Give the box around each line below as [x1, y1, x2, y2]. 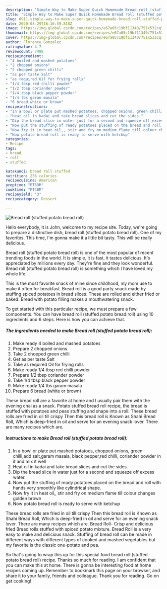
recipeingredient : [5, 53, 44, 59]
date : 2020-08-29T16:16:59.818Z [5, 21, 72, 26]
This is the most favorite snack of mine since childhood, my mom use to [5, 280, 153, 286]
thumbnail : [5, 30, 28, 35]
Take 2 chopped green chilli [12, 351, 70, 357]
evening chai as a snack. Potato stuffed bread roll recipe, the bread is [5, 403, 148, 409]
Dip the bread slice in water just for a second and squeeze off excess [12, 469, 155, 475]
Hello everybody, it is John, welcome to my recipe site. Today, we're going [5, 224, 158, 230]
